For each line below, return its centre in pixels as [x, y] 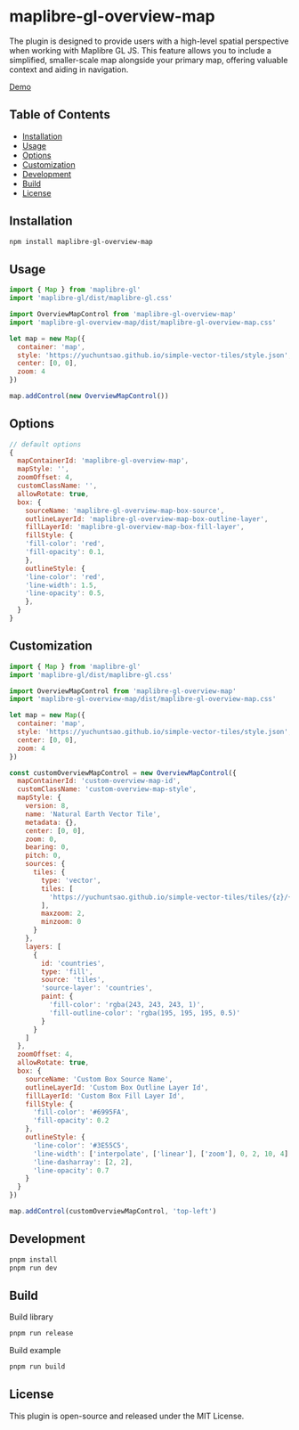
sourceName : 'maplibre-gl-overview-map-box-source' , [125, 511]
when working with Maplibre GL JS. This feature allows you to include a [140, 50]
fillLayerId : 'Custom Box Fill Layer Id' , [105, 1096]
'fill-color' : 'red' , [65, 544]
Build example [35, 1351]
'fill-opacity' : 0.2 [71, 1121]
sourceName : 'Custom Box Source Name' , [99, 1079]
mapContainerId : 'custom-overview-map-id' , [99, 781]
